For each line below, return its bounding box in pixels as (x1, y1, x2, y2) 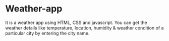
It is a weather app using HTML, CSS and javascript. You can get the (5, 19, 147, 25)
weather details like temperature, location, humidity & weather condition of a (5, 24, 164, 30)
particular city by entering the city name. (5, 30, 90, 36)
